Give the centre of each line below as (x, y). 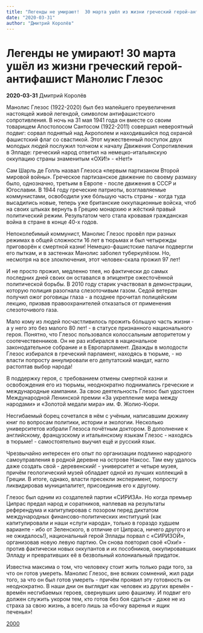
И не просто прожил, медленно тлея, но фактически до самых (87, 271)
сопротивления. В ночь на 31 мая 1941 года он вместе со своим (89, 120)
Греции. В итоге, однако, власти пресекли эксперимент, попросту (92, 479)
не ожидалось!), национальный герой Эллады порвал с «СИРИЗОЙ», (96, 536)
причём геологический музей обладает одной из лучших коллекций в (97, 472)
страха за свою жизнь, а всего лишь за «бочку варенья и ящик (88, 606)
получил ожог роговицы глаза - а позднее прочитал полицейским (92, 297)
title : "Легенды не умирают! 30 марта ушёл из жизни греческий (89, 12)
